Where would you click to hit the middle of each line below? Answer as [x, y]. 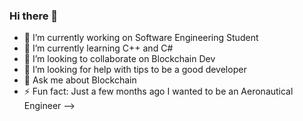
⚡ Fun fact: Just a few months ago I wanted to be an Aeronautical [158, 91]
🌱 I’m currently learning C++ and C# [98, 48]
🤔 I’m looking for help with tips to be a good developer [135, 70]
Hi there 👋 [34, 16]
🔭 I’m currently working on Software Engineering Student [141, 38]
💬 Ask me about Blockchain [80, 80]
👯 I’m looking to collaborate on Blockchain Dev [119, 59]
